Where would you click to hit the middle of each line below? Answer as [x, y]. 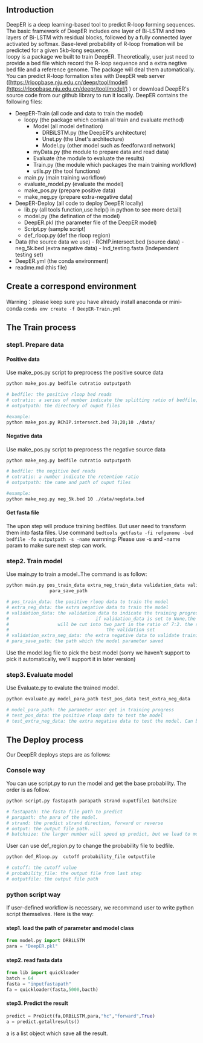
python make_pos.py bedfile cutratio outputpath [69, 384]
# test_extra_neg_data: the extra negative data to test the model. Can [100, 722]
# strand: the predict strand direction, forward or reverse [85, 823]
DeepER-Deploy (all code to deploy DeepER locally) [79, 203]
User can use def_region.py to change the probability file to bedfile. [90, 846]
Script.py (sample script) [55, 228]
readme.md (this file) [41, 267]
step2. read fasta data [34, 960]
